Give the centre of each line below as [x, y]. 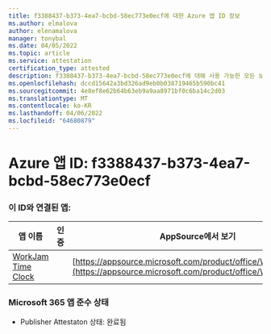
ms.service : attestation [50, 61]
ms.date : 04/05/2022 [43, 46]
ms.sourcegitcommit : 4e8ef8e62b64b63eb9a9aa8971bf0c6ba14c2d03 [117, 91]
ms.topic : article [39, 53]
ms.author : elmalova [43, 23]
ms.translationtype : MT [48, 98]
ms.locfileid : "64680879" [52, 121]
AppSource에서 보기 [198, 236]
